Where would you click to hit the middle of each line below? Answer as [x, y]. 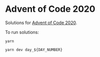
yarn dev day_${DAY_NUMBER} [34, 50]
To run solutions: [22, 32]
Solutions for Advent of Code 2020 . [41, 23]
